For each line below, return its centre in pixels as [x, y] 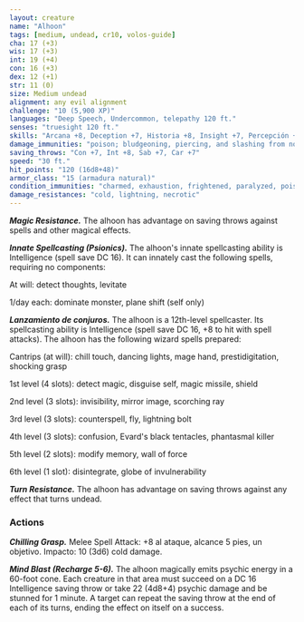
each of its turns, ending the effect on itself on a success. [117, 607]
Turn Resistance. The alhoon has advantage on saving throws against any [148, 489]
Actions [27, 522]
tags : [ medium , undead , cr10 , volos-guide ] [93, 34]
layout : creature [42, 18]
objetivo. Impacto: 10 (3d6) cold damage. [86, 552]
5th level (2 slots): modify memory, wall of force [99, 454]
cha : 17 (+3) [34, 43]
